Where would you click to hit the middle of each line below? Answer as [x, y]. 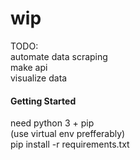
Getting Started [43, 101]
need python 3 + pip [52, 123]
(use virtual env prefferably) [68, 134]
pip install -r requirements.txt [70, 144]
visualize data [39, 78]
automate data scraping [59, 56]
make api [29, 67]
